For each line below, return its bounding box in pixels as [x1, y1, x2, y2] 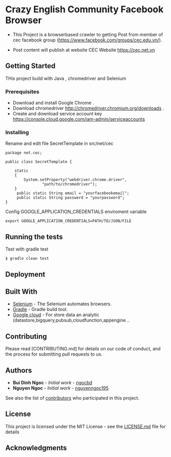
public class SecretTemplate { [5, 159, 72, 164]
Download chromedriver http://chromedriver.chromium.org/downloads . [12, 105, 164, 111]
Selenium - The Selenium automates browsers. [12, 301, 112, 307]
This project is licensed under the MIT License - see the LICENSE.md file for [5, 423, 166, 429]
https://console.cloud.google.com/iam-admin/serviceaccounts [12, 116, 145, 122]
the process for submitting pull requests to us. [5, 351, 102, 357]
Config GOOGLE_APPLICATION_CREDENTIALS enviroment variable [5, 209, 147, 215]
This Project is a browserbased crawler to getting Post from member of [12, 31, 163, 37]
